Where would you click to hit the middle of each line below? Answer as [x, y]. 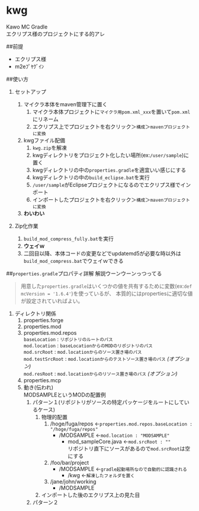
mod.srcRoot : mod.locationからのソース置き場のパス [83, 351]
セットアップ [30, 91]
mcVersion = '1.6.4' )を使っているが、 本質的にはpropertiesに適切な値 [107, 293]
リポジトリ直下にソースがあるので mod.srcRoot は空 [129, 448]
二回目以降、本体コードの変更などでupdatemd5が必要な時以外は [102, 253]
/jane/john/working [73, 481]
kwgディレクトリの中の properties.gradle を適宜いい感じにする [109, 170]
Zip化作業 [26, 226]
